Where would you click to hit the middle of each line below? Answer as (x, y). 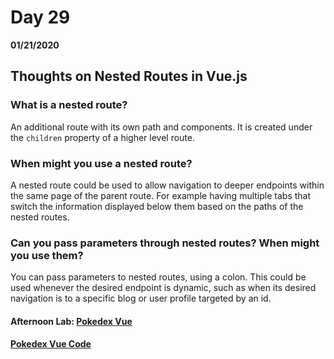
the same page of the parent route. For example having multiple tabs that (161, 195)
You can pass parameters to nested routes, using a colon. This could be (158, 277)
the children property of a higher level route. (103, 137)
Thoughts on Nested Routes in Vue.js (129, 76)
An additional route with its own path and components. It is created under (161, 127)
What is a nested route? (69, 105)
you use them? (47, 255)
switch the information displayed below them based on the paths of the (157, 206)
